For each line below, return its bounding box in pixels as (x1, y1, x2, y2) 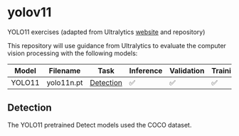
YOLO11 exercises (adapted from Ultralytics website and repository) (7, 28, 206, 36)
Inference (129, 65, 163, 75)
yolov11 (7, 4, 52, 21)
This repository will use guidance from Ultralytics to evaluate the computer (7, 41, 226, 50)
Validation (169, 65, 205, 75)
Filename (48, 65, 81, 75)
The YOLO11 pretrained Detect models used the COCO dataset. (7, 120, 192, 129)
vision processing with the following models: (7, 49, 138, 57)
